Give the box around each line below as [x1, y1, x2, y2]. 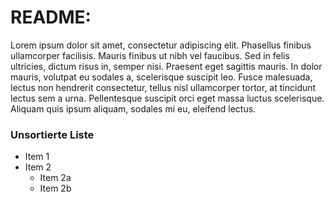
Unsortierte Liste [10, 127, 95, 141]
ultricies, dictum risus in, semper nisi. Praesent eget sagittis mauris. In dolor [10, 60, 323, 72]
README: [10, 6, 92, 29]
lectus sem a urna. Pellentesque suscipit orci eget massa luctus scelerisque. [10, 92, 325, 104]
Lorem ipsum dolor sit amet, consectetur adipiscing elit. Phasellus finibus [10, 39, 312, 51]
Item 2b [39, 182, 72, 195]
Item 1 [24, 151, 50, 163]
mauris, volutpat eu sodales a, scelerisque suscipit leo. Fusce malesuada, [10, 71, 313, 83]
